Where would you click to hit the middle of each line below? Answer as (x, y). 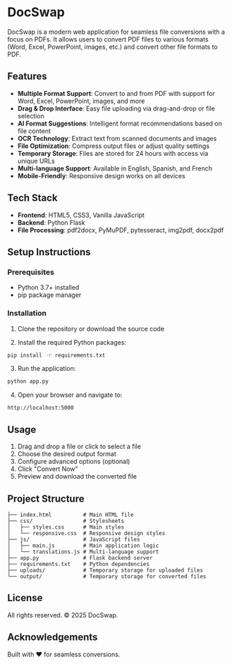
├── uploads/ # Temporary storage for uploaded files (105, 570)
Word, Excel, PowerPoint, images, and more (81, 101)
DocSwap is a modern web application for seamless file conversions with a (116, 32)
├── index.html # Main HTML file (71, 515)
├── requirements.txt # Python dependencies (79, 564)
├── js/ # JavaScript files (74, 539)
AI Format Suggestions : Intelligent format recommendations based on (120, 123)
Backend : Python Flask (51, 222)
